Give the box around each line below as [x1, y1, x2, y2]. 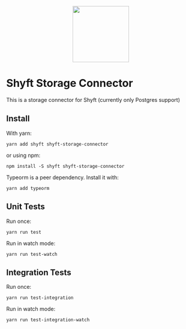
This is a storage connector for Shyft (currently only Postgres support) [6, 96, 181, 103]
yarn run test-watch [6, 251, 58, 257]
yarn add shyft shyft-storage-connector [6, 141, 109, 147]
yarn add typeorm [6, 185, 50, 191]
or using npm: [6, 152, 41, 159]
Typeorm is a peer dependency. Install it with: [6, 174, 119, 181]
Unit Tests [6, 201, 45, 212]
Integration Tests [6, 267, 71, 277]
